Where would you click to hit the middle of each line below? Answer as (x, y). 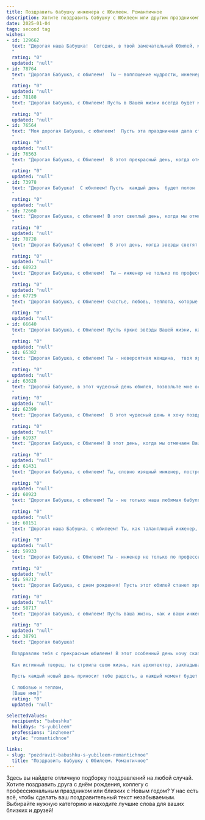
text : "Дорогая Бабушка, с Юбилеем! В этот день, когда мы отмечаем (101, 443)
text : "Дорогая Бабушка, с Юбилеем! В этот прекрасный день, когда (101, 159)
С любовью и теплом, (38, 688)
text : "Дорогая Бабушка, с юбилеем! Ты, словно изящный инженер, (97, 472)
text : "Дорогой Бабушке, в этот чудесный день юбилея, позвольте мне (102, 386)
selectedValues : (27, 716)
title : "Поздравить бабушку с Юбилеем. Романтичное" (80, 761)
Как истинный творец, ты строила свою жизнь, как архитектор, (92, 665)
